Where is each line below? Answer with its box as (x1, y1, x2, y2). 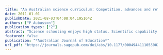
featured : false (5, 34, 38, 39)
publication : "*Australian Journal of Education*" (5, 38, 110, 43)
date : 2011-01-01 (5, 11, 40, 16)
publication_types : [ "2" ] (5, 25, 57, 30)
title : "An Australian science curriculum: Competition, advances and (5, 7, 151, 12)
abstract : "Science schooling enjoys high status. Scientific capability (5, 29, 158, 34)
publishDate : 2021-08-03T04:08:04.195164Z (5, 16, 92, 21)
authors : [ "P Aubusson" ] (5, 20, 55, 25)
